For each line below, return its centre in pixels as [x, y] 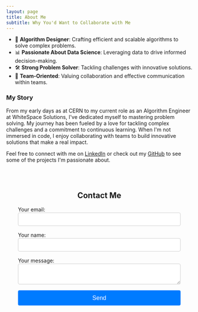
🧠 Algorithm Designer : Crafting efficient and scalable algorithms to [96, 40]
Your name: [32, 235]
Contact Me [99, 196]
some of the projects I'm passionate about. [58, 160]
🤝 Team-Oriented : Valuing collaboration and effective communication [100, 76]
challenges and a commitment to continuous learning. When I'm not [89, 129]
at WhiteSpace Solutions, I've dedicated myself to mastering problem [90, 117]
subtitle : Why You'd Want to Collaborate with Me [69, 22]
